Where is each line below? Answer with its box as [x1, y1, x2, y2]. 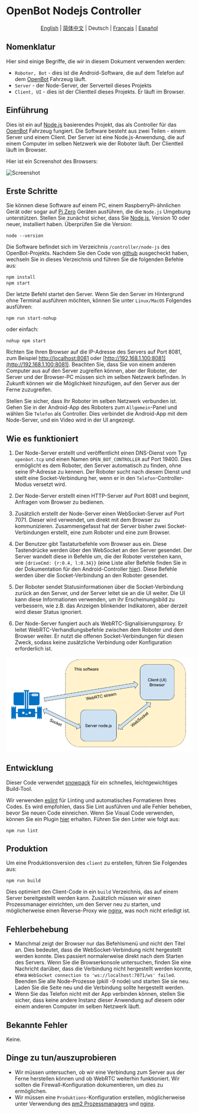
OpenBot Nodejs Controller [6, 4, 142, 18]
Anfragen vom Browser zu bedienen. [14, 498, 105, 506]
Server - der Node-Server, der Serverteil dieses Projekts [14, 82, 152, 89]
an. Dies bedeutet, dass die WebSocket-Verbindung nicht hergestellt [14, 946, 182, 954]
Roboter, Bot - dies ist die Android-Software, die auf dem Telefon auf [14, 69, 184, 76]
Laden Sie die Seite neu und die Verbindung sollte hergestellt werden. [14, 984, 185, 991]
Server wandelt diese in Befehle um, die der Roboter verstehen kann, [14, 553, 183, 560]
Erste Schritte [6, 186, 58, 196]
